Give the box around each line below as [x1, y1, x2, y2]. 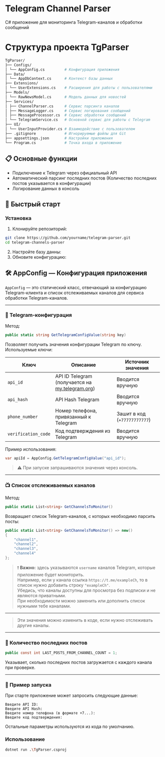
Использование [5, 736, 45, 743]
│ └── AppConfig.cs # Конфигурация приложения [5, 67, 120, 72]
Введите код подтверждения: [5, 715, 63, 720]
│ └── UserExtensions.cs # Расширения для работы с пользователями [5, 86, 153, 91]
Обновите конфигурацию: [12, 254, 67, 260]
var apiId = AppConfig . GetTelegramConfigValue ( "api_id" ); [5, 455, 126, 460]
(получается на [55, 379, 92, 386]
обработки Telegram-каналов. [5, 295, 68, 301]
